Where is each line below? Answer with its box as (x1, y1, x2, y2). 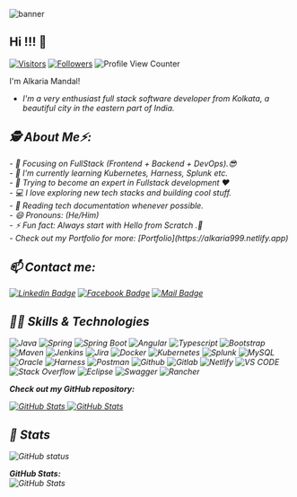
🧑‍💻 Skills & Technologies (9, 314, 150, 329)
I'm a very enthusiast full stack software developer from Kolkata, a (22, 92, 270, 103)
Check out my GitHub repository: (9, 384, 135, 395)
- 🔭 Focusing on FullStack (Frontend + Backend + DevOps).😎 (9, 158, 238, 169)
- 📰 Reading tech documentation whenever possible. (9, 200, 204, 211)
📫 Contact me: (9, 260, 96, 275)
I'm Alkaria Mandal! (9, 75, 81, 86)
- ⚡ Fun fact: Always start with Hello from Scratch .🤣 (9, 220, 204, 231)
